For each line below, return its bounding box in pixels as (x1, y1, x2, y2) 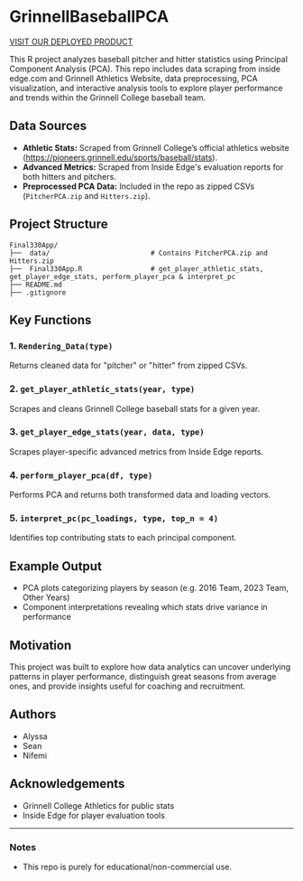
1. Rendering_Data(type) (9, 339, 114, 351)
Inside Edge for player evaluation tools (22, 810, 165, 820)
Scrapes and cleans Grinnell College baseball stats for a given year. (9, 403, 261, 414)
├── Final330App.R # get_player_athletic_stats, (9, 264, 264, 273)
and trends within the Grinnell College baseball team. (9, 92, 207, 103)
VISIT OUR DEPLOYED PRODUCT (9, 36, 133, 47)
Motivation (9, 637, 72, 652)
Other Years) (22, 592, 70, 603)
